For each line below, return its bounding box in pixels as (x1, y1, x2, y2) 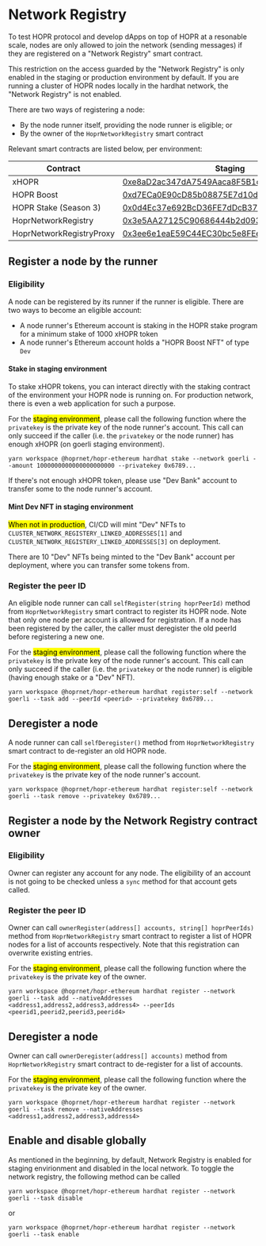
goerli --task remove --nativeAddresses (8, 1105, 144, 1113)
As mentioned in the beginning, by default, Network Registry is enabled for (8, 1155, 252, 1164)
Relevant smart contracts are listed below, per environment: (8, 144, 203, 153)
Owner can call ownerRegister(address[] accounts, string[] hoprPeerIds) (8, 923, 255, 932)
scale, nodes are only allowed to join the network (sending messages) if (8, 40, 243, 49)
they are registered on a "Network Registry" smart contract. (8, 48, 203, 58)
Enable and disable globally (8, 1134, 146, 1148)
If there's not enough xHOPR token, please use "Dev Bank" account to (8, 475, 237, 485)
